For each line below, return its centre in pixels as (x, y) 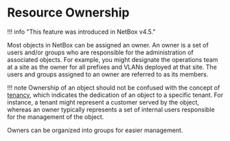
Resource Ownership (68, 13)
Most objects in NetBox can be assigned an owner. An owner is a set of (108, 45)
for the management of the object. (56, 117)
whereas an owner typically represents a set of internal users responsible (111, 109)
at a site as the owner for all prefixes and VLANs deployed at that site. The (112, 67)
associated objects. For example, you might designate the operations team (113, 59)
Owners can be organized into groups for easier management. (95, 130)
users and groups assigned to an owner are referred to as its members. (108, 74)
